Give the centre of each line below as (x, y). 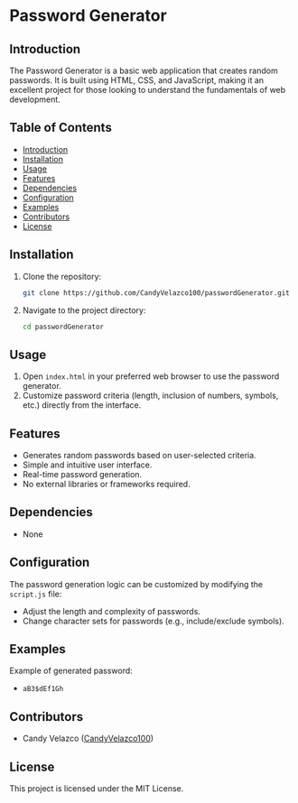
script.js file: (36, 594)
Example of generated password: (71, 671)
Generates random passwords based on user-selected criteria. (139, 455)
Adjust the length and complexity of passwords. (112, 611)
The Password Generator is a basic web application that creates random (144, 70)
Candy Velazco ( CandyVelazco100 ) (88, 738)
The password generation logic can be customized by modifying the (136, 584)
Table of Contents (61, 128)
